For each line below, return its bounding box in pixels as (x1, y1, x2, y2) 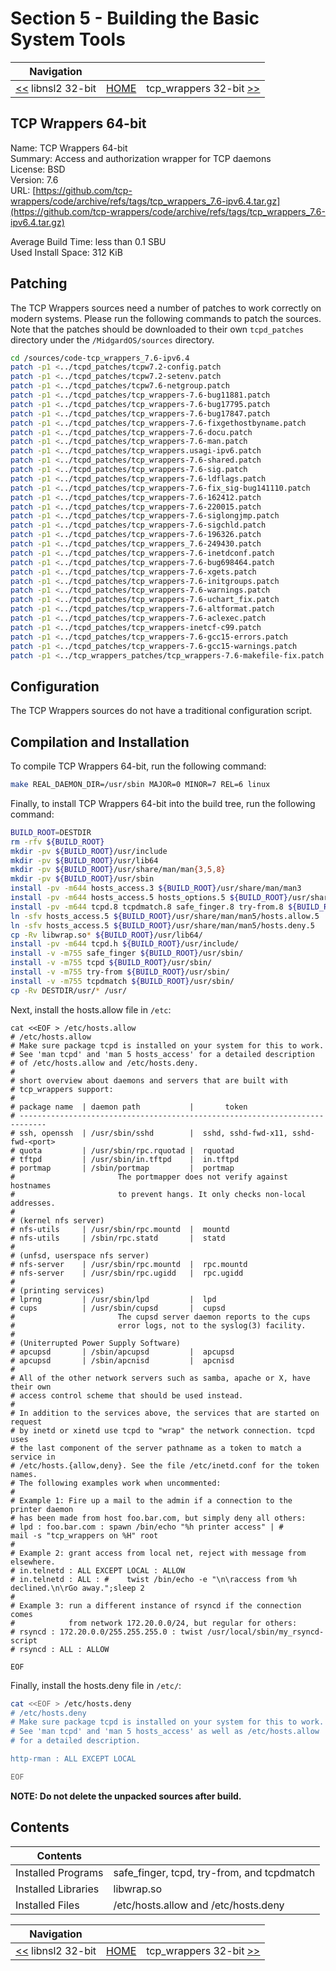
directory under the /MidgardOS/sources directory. (10, 333, 215, 346)
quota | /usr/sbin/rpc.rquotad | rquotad (19, 1145, 235, 1156)
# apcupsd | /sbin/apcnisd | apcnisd (10, 1355, 235, 1366)
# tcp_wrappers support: (10, 1084, 114, 1094)
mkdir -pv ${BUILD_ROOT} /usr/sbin (10, 874, 155, 884)
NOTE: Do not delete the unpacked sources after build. (10, 1790, 242, 1802)
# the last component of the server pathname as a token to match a (10, 1443, 302, 1453)
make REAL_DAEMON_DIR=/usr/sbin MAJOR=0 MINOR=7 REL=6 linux (10, 780, 271, 790)
